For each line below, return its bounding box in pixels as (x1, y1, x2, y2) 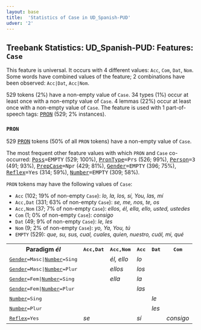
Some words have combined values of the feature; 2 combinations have (6, 73, 185, 81)
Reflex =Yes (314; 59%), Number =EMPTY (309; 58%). (6, 169, 140, 176)
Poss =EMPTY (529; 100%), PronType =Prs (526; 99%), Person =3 (31, 156, 196, 163)
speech (6, 110, 25, 118)
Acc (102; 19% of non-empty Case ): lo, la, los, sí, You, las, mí (14, 192, 164, 200)
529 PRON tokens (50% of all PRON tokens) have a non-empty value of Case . (6, 137, 192, 145)
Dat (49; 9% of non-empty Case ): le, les (14, 218, 113, 225)
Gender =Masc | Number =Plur (9, 266, 78, 272)
